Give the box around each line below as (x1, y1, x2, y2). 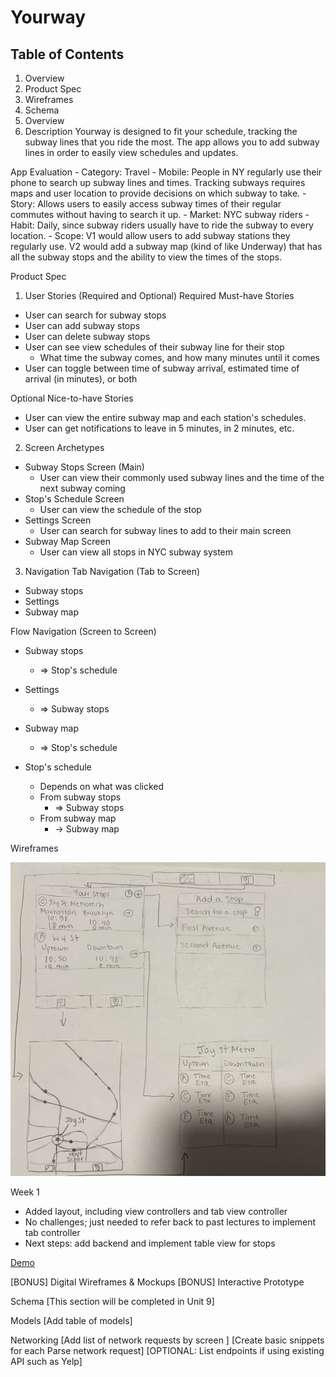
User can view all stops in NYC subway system (39, 546, 234, 558)
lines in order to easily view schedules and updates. (24, 147, 239, 158)
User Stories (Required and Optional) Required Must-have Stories (24, 290, 295, 301)
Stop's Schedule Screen (24, 493, 125, 505)
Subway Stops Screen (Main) (24, 461, 145, 473)
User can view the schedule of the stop (39, 504, 202, 515)
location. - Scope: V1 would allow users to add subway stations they (10, 230, 291, 241)
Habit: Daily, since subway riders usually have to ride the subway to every (10, 219, 314, 231)
